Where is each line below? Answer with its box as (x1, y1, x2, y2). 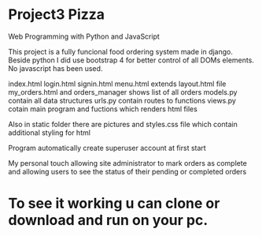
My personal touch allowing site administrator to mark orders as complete (8, 158, 248, 167)
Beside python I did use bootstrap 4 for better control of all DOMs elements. (8, 55, 254, 65)
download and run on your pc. (8, 212, 208, 230)
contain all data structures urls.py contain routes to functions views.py (8, 96, 236, 105)
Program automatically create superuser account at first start (8, 143, 206, 152)
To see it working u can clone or (8, 195, 220, 212)
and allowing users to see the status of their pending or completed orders (8, 167, 247, 176)
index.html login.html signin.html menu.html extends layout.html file (8, 79, 227, 88)
